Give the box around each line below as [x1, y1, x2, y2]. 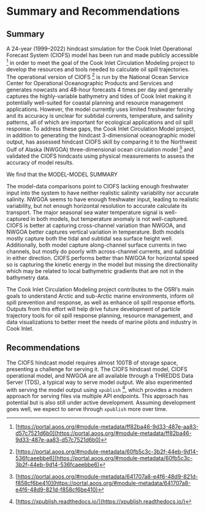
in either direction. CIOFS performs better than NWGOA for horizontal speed [6, 254, 199, 261]
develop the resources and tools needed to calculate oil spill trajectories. [6, 66, 190, 73]
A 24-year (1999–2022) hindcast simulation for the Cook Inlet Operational [6, 45, 192, 52]
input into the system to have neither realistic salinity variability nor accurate [6, 189, 199, 196]
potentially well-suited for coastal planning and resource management [6, 99, 183, 107]
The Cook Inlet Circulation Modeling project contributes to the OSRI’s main [6, 285, 194, 293]
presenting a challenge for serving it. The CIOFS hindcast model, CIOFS [6, 365, 188, 372]
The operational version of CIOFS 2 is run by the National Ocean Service [6, 72, 189, 80]
